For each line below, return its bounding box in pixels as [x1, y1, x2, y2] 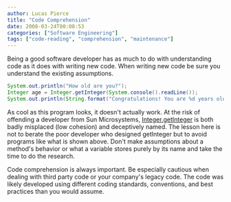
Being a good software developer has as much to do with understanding [7, 54, 212, 63]
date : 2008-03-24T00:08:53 [7, 23, 85, 30]
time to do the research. [7, 152, 76, 160]
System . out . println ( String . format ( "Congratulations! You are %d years [7, 95, 214, 102]
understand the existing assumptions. [7, 70, 114, 78]
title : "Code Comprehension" [7, 17, 91, 23]
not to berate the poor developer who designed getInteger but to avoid [7, 130, 208, 138]
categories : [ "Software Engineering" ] [7, 29, 118, 37]
